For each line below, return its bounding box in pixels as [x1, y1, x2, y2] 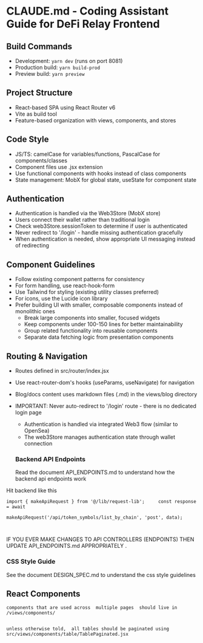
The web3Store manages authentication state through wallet [24, 433, 176, 441]
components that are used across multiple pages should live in [6, 605, 178, 611]
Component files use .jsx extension [15, 163, 103, 170]
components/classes [15, 156, 68, 164]
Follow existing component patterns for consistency [15, 276, 145, 283]
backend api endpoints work [15, 475, 87, 482]
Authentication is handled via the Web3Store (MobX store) [15, 210, 161, 217]
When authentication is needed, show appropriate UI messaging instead [15, 235, 196, 243]
